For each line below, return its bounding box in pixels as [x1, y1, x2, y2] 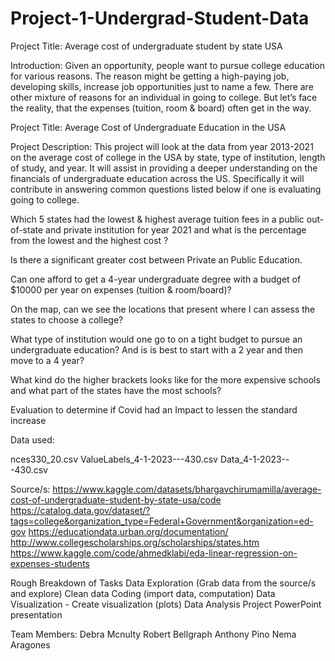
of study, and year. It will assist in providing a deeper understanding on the [10, 162, 318, 174]
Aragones [10, 638, 51, 651]
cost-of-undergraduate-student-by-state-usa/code [10, 493, 222, 506]
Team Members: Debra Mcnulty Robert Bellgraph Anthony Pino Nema [10, 628, 297, 640]
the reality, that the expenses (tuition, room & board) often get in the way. [10, 102, 312, 114]
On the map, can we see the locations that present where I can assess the [10, 303, 316, 315]
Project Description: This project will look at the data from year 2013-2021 [10, 140, 314, 152]
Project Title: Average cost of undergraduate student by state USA [10, 40, 283, 52]
